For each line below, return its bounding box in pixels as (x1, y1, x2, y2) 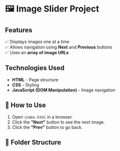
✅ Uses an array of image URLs (5, 50, 69, 55)
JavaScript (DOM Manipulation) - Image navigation (12, 87, 116, 93)
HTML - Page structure (12, 76, 59, 82)
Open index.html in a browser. (12, 114, 73, 120)
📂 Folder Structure (5, 138, 61, 147)
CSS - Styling (12, 82, 40, 88)
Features (5, 26, 32, 34)
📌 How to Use (5, 101, 46, 109)
